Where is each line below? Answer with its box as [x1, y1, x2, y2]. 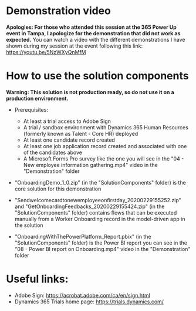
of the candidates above [23, 149, 82, 156]
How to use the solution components [6, 69, 189, 83]
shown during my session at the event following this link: [6, 42, 143, 49]
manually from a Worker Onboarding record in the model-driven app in [14, 215, 185, 222]
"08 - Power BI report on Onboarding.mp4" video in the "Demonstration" [14, 245, 191, 252]
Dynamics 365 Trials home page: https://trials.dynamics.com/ [14, 298, 164, 305]
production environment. [6, 95, 69, 102]
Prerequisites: [14, 106, 49, 113]
